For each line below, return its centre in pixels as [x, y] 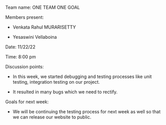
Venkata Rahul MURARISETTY [44, 27]
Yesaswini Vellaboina [35, 37]
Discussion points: [25, 67]
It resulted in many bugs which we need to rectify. [65, 92]
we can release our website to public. [52, 117]
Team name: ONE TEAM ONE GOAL [43, 7]
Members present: [25, 17]
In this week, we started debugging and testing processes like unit [82, 77]
